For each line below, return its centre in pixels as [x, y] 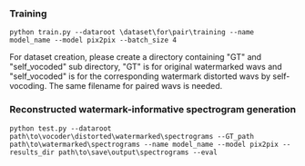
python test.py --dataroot [61, 128]
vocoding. [28, 86]
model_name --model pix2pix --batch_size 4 [93, 40]
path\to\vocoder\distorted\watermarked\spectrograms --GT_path [132, 136]
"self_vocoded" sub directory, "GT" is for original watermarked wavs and [146, 67]
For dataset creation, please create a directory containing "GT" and [136, 57]
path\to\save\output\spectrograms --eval [138, 152]
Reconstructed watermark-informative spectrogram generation [153, 110]
